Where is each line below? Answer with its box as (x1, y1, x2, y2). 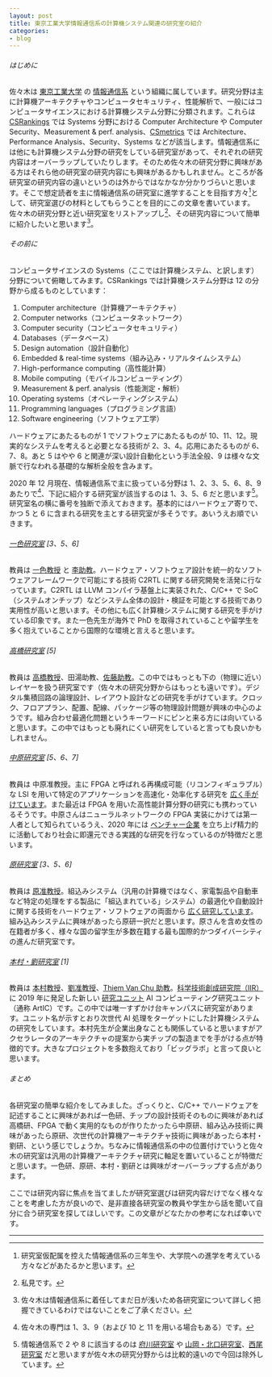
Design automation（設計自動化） (20, 343, 134, 353)
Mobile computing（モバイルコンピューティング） (20, 373, 187, 383)
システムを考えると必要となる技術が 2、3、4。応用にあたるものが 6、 (30, 440, 264, 450)
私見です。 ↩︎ (20, 1278, 65, 1287)
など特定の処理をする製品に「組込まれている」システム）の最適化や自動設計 (9, 896, 264, 906)
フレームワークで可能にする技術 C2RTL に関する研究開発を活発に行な (30, 575, 262, 585)
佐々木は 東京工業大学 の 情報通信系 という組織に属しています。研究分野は (9, 86, 257, 97)
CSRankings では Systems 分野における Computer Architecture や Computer (9, 117, 263, 127)
